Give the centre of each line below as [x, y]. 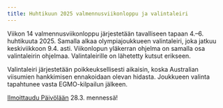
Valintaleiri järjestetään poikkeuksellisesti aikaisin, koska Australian [103, 69]
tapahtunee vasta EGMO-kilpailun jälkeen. [67, 84]
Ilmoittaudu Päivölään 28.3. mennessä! [63, 98]
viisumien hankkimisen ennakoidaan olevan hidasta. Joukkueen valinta [109, 77]
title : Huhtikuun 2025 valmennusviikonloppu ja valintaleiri [98, 14]
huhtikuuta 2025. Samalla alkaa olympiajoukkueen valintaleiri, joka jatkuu [112, 41]
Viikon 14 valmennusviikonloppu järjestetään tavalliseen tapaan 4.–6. [106, 33]
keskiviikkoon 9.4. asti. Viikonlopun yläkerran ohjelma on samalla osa [106, 48]
